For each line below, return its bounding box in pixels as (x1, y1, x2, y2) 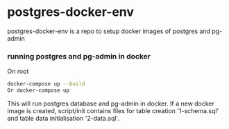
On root (7, 67, 29, 76)
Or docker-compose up (7, 87, 70, 94)
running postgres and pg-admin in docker (7, 51, 151, 61)
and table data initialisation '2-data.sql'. (7, 114, 120, 122)
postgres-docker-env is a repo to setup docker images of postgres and (7, 27, 210, 35)
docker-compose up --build (7, 81, 85, 88)
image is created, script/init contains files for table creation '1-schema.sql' (7, 106, 219, 115)
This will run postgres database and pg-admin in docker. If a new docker (7, 99, 215, 108)
